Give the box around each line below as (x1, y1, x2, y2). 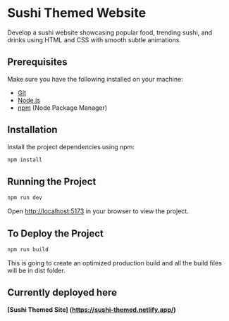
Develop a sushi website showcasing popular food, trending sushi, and (7, 28, 213, 37)
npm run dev (7, 194, 42, 201)
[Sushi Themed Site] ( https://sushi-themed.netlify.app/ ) (7, 305, 176, 314)
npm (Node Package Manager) (17, 103, 108, 112)
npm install (7, 156, 42, 163)
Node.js (17, 96, 41, 104)
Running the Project (7, 175, 97, 187)
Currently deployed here (7, 287, 118, 298)
